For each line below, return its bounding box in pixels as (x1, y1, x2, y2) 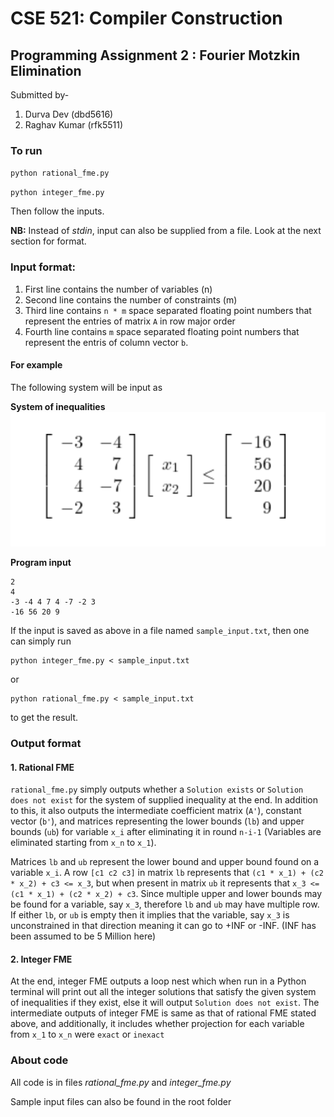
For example (10, 359, 63, 371)
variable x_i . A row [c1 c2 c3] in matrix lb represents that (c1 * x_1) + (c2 (10, 867, 324, 879)
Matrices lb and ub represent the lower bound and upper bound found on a (10, 856, 320, 868)
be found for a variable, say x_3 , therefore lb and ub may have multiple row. (10, 898, 320, 911)
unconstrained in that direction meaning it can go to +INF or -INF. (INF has (10, 920, 317, 932)
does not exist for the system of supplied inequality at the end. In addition (10, 794, 319, 806)
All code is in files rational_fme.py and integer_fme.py (10, 1076, 232, 1088)
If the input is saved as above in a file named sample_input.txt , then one (10, 625, 310, 637)
